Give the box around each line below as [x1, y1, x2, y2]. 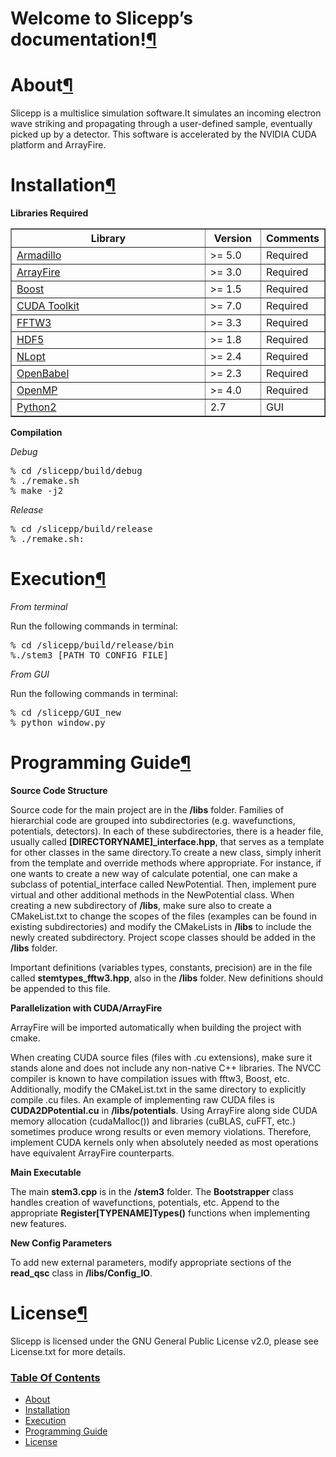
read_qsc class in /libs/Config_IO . [10, 1267, 153, 1279]
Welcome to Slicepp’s [10, 7, 194, 30]
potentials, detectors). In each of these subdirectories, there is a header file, [10, 825, 324, 837]
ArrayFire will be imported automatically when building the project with [10, 1021, 302, 1033]
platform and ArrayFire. [10, 139, 107, 151]
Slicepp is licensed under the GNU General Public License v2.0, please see [10, 1335, 319, 1347]
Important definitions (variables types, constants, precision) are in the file [10, 961, 313, 973]
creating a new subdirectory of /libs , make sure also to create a [10, 899, 272, 911]
